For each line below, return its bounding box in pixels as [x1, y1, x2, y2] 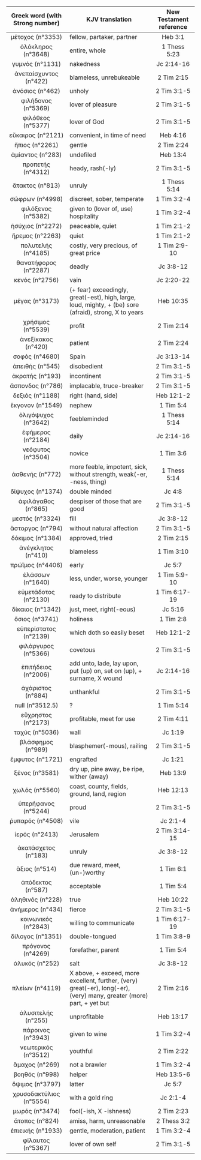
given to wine [69, 1030, 108, 1038]
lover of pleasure [69, 100, 117, 109]
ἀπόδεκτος [20, 879, 52, 886]
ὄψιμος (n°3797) [11, 1080, 61, 1088]
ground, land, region [69, 790, 127, 798]
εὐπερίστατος [17, 625, 56, 633]
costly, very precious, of [69, 241, 138, 250]
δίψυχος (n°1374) [10, 487, 63, 496]
